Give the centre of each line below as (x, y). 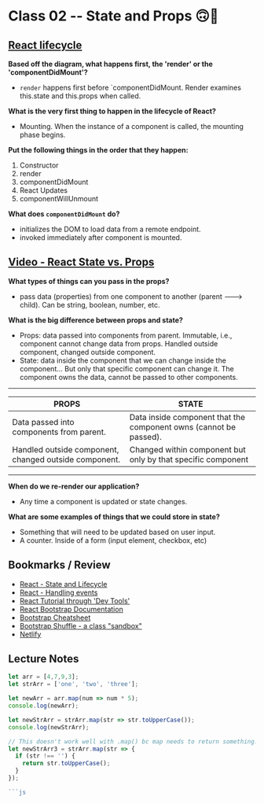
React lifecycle (45, 45)
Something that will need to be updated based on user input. (117, 532)
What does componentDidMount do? (64, 214)
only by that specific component (189, 459)
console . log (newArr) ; (44, 706)
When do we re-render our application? (74, 486)
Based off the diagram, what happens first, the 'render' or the (111, 64)
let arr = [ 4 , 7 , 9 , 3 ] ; (44, 677)
